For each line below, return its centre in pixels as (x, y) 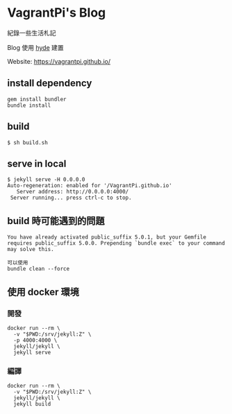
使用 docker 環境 (43, 292)
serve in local (37, 163)
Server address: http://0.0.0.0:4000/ (73, 192)
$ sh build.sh (28, 143)
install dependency (50, 84)
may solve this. (31, 250)
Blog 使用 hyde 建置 (35, 47)
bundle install (29, 105)
